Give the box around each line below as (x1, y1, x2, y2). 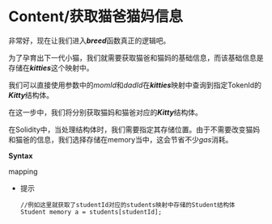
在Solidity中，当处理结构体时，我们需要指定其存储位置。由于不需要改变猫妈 (8, 125, 261, 134)
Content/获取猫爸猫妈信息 (8, 7, 184, 26)
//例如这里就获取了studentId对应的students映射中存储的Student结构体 (19, 201, 236, 209)
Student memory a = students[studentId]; (19, 208, 162, 216)
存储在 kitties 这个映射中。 (8, 62, 94, 73)
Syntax (8, 150, 33, 160)
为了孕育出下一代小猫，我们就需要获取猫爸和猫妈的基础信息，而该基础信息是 (8, 53, 264, 62)
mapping (8, 167, 38, 176)
